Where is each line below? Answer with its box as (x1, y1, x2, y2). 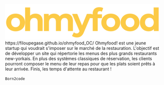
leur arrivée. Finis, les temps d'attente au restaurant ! (5, 66, 112, 72)
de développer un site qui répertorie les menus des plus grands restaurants (5, 50, 157, 57)
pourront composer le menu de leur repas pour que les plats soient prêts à (5, 61, 155, 67)
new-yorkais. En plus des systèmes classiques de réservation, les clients (5, 56, 152, 62)
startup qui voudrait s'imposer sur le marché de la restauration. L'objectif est (5, 45, 160, 51)
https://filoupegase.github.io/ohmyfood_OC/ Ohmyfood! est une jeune (5, 40, 146, 46)
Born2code (5, 77, 25, 82)
